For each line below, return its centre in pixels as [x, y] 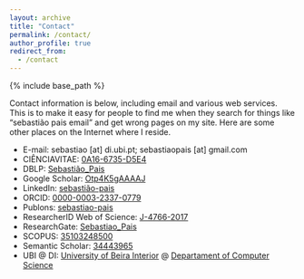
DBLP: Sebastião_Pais [64, 169]
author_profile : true [50, 43]
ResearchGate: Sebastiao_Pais [80, 226]
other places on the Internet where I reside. [90, 132]
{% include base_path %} [57, 86]
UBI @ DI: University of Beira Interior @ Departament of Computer [146, 255]
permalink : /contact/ [50, 34]
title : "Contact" [42, 26]
